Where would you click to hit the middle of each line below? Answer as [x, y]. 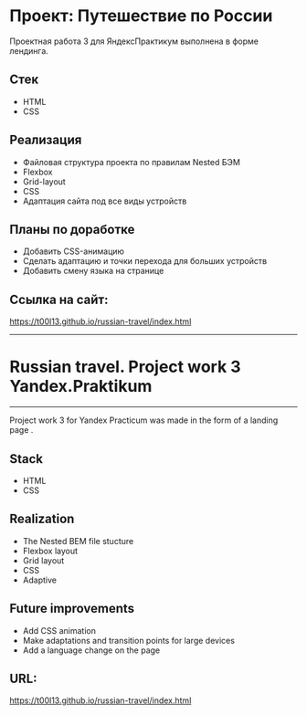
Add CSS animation [59, 630]
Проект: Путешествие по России [141, 16]
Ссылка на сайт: [59, 299]
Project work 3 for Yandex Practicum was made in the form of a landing [144, 420]
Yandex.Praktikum [81, 387]
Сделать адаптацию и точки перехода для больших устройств [145, 261]
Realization [42, 519]
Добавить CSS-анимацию [74, 251]
